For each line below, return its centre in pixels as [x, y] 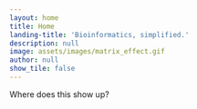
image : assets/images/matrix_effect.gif [88, 52]
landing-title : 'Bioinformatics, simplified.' [99, 35]
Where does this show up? [59, 94]
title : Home [32, 26]
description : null [44, 43]
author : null [34, 60]
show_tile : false [42, 69]
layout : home [34, 18]
